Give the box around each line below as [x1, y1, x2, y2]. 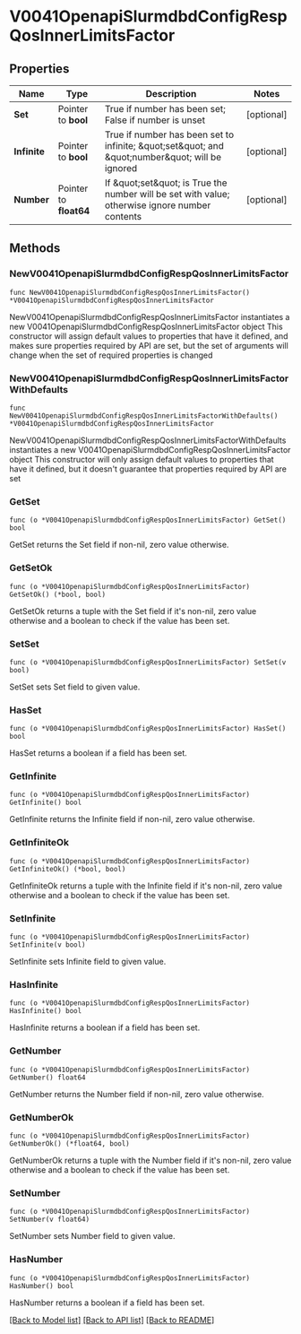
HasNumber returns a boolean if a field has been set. [9, 1297, 205, 1308]
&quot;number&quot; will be [104, 151, 222, 163]
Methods [9, 240, 61, 256]
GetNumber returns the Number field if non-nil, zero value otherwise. [9, 1088, 264, 1099]
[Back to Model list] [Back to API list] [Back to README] [9, 1314, 215, 1325]
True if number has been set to [104, 128, 235, 141]
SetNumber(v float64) [9, 1215, 90, 1225]
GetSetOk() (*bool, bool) [9, 590, 106, 599]
